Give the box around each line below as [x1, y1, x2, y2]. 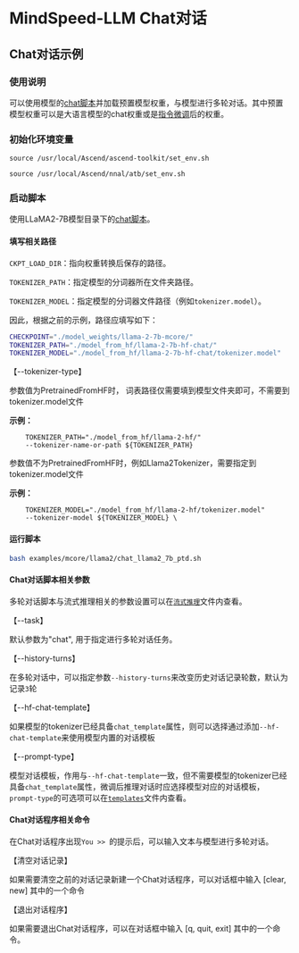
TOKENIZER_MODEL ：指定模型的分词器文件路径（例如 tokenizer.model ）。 [9, 296, 266, 306]
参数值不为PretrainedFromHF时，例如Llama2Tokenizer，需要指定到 [9, 457, 257, 469]
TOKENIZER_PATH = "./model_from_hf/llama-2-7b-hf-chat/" [9, 340, 218, 349]
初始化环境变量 [9, 133, 74, 146]
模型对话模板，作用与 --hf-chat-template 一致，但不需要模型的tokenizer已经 [9, 770, 287, 781]
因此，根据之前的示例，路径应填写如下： [9, 314, 158, 325]
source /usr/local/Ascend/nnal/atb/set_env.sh [9, 170, 186, 179]
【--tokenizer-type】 [9, 366, 87, 377]
